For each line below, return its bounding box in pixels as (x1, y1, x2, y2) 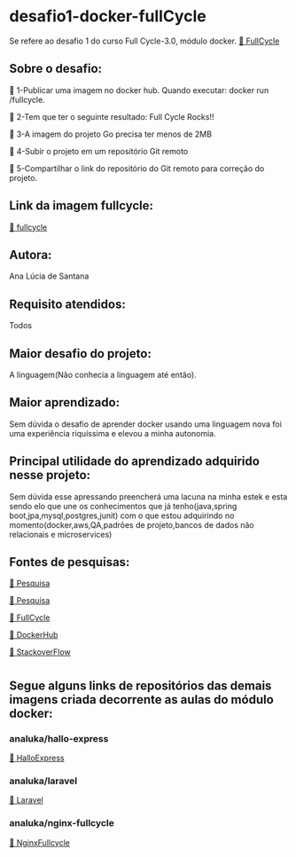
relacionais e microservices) (9, 529, 113, 539)
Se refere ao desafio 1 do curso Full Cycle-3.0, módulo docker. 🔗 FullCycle (9, 35, 280, 46)
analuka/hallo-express (9, 732, 109, 744)
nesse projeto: (9, 468, 91, 483)
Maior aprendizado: (9, 395, 121, 410)
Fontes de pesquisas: (9, 554, 130, 570)
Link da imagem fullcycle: (9, 198, 153, 214)
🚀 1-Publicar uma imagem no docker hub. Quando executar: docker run (9, 84, 269, 95)
